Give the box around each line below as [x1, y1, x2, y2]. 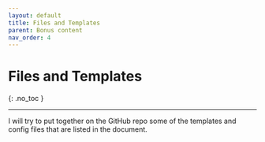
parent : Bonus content [8, 26, 83, 34]
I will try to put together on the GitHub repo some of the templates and [8, 116, 237, 126]
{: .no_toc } [8, 94, 44, 103]
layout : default [8, 11, 62, 20]
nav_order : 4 [8, 33, 51, 42]
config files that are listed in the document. [8, 125, 147, 134]
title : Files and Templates [8, 19, 101, 27]
